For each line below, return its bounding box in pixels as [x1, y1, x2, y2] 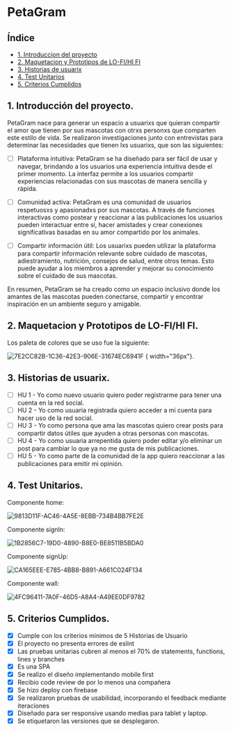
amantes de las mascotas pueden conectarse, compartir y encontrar [7, 293, 204, 300]
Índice [7, 32, 35, 44]
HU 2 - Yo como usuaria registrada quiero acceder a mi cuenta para [17, 405, 212, 414]
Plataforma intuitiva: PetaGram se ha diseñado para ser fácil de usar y [17, 154, 218, 162]
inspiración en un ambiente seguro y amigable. [7, 300, 141, 308]
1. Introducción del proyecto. [7, 100, 134, 112]
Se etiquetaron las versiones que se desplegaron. [17, 717, 160, 725]
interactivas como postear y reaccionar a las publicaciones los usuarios [17, 213, 223, 221]
